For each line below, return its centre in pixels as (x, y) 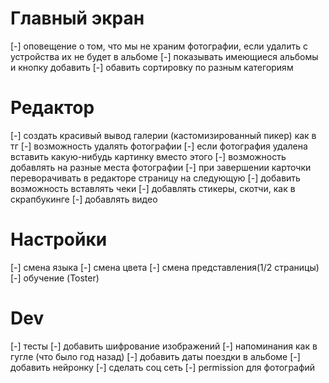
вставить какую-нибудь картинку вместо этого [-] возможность (148, 156)
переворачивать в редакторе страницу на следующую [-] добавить (155, 178)
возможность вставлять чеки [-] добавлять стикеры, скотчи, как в (153, 188)
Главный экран (77, 18)
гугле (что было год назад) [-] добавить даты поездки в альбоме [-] (155, 356)
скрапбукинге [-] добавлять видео (84, 199)
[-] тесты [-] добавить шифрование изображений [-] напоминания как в (164, 346)
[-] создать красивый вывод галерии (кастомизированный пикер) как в (163, 135)
